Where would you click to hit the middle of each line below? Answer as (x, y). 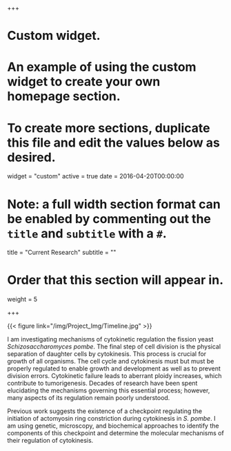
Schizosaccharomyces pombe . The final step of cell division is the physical (114, 347)
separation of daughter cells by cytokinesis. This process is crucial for (107, 354)
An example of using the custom (102, 67)
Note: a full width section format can (114, 204)
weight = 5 (22, 300)
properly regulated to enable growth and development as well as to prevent (114, 368)
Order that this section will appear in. (115, 280)
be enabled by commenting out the (109, 219)
